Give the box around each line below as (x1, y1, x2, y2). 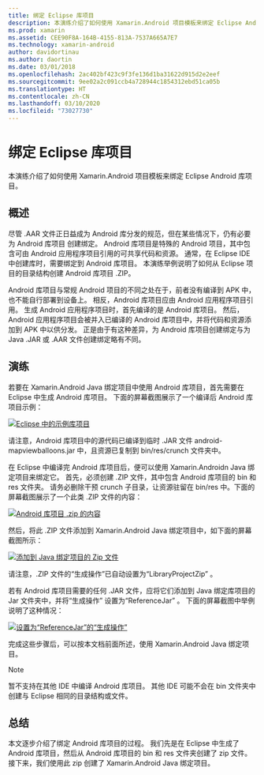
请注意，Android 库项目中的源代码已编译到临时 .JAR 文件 (8, 435, 193, 445)
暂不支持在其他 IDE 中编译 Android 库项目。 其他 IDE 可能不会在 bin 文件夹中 (8, 681, 256, 690)
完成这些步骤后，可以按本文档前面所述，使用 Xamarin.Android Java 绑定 (8, 639, 243, 649)
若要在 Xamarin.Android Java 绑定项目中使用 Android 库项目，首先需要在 (8, 382, 244, 392)
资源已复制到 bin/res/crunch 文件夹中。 (97, 446, 226, 455)
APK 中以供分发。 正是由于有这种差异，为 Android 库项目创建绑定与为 (23, 325, 251, 334)
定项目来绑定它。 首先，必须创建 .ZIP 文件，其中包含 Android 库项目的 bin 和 (8, 472, 257, 482)
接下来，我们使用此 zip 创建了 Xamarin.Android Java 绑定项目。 (8, 758, 215, 768)
